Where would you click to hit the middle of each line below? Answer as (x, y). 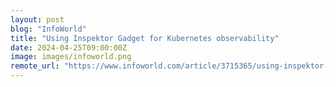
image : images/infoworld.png (71, 57)
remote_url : (35, 66)
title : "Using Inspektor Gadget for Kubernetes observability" (145, 38)
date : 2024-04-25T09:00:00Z (69, 47)
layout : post (37, 19)
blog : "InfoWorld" (48, 29)
